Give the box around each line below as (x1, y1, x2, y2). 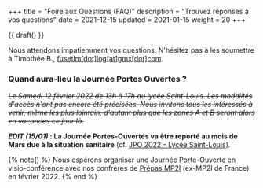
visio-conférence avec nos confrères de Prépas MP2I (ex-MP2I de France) (8, 164, 250, 173)
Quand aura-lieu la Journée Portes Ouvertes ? (8, 73, 187, 84)
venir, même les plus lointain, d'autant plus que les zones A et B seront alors (8, 108, 255, 117)
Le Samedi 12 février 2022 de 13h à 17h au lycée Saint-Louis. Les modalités (8, 91, 253, 101)
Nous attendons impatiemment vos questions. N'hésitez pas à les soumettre (8, 46, 255, 54)
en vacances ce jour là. (8, 116, 85, 126)
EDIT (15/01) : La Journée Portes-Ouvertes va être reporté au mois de (8, 131, 238, 141)
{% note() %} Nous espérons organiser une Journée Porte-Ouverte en (8, 155, 236, 164)
